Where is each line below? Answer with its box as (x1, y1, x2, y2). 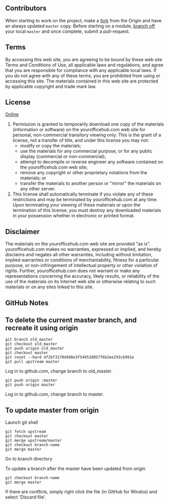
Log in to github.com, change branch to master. (5, 391, 104, 397)
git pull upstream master (5, 359, 60, 364)
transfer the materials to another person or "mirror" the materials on (20, 180, 161, 186)
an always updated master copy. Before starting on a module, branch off (5, 23, 155, 29)
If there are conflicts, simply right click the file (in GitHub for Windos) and (5, 489, 157, 495)
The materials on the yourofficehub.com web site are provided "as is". (5, 241, 151, 247)
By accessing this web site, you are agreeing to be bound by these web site (5, 56, 162, 62)
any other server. (20, 186, 56, 192)
